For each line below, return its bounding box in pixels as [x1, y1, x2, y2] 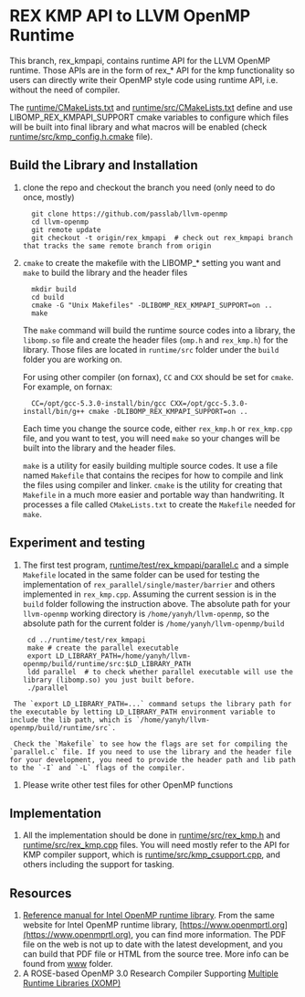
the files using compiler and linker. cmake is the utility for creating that [22, 479, 283, 490]
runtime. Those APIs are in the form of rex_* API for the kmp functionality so [9, 65, 295, 76]
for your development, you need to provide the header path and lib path [9, 755, 297, 764]
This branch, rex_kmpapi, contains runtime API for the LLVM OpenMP [9, 55, 271, 66]
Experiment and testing [9, 536, 146, 551]
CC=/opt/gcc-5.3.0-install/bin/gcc [31, 398, 167, 408]
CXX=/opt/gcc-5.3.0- [170, 398, 248, 408]
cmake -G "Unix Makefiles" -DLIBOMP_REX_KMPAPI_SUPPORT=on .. [31, 301, 273, 310]
